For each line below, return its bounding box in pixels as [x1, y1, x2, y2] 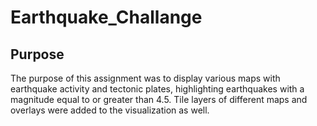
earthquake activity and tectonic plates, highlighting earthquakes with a [10, 83, 305, 95]
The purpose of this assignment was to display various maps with [10, 72, 281, 84]
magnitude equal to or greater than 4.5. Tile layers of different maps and [10, 94, 308, 105]
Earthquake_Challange [10, 6, 203, 29]
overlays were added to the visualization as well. [10, 104, 210, 116]
